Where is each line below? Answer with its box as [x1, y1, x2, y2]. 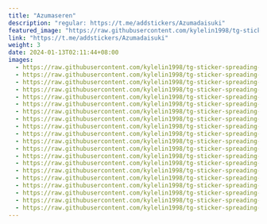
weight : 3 [8, 41, 41, 49]
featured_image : [8, 26, 62, 34]
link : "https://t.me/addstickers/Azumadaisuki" [8, 33, 169, 42]
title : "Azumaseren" [8, 11, 77, 20]
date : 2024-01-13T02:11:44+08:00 [8, 48, 119, 56]
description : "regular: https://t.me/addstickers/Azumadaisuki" [8, 19, 226, 27]
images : [8, 56, 34, 64]
